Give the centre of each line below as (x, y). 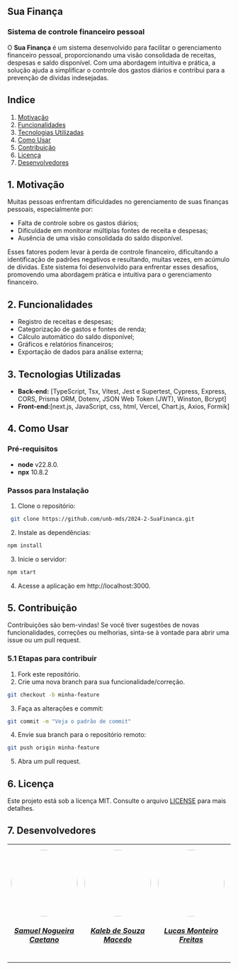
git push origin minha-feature (53, 748)
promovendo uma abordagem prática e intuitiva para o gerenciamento (110, 275)
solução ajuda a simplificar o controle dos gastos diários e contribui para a (116, 70)
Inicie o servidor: (42, 559)
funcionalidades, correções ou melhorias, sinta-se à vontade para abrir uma (118, 632)
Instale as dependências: (54, 532)
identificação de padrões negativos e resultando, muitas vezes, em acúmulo (119, 259)
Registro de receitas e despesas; (66, 322)
